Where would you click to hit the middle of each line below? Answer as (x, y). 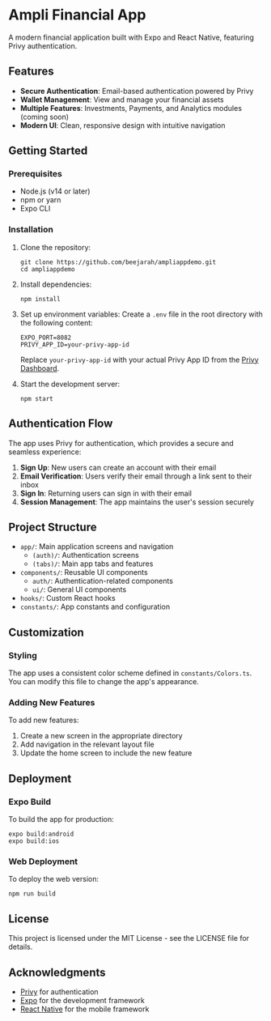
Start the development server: (70, 384)
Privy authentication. (43, 45)
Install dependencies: (56, 284)
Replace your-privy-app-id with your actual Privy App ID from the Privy (139, 359)
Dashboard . (40, 368)
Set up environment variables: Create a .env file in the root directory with (141, 314)
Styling (23, 655)
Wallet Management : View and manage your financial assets (122, 100)
